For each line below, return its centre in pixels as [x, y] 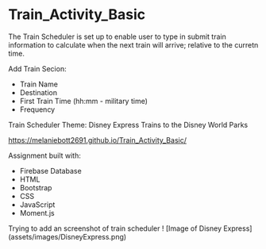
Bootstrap [36, 187]
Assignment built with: [44, 155]
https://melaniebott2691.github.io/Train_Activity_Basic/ [97, 140]
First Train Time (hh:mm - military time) [84, 101]
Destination [39, 92]
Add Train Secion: [37, 68]
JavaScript [37, 205]
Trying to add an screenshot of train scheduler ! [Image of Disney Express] [130, 228]
